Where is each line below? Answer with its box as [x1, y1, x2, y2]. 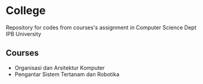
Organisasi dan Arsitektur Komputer [14, 64, 105, 71]
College [6, 4, 46, 18]
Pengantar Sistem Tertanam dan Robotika [14, 71, 120, 78]
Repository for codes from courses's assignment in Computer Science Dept [6, 24, 197, 31]
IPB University [6, 30, 42, 37]
